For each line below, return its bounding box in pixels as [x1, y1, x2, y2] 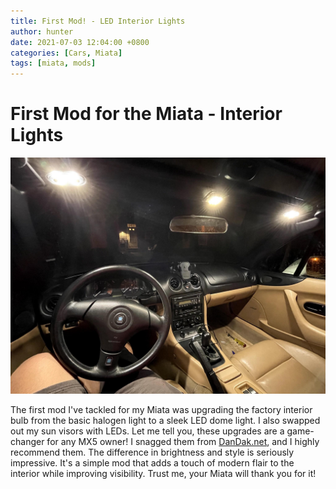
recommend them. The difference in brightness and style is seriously [10, 446, 295, 459]
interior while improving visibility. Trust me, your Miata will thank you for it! [10, 468, 317, 480]
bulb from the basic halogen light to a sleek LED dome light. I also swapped [10, 415, 321, 427]
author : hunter [10, 26, 74, 37]
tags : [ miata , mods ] [10, 58, 97, 69]
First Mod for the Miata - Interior [10, 103, 283, 125]
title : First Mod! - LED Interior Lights [10, 16, 186, 26]
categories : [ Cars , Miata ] [10, 48, 123, 58]
